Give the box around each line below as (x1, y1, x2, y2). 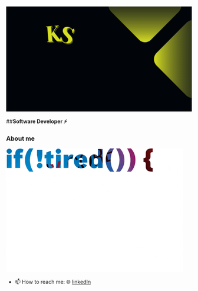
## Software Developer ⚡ (6, 118, 68, 125)
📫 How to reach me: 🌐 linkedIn (14, 278, 91, 285)
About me (6, 134, 35, 143)
